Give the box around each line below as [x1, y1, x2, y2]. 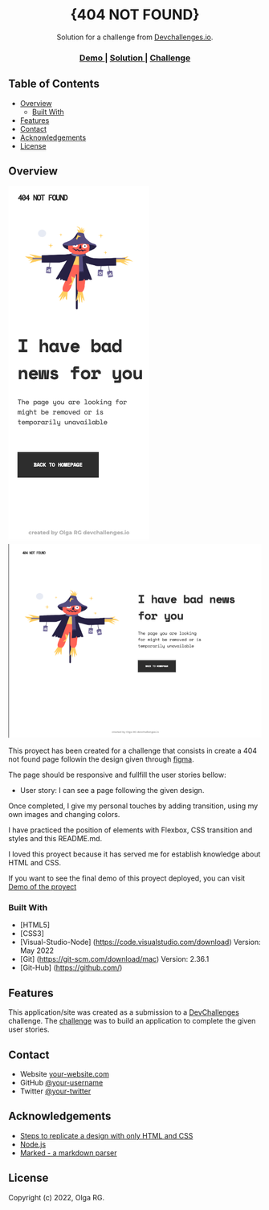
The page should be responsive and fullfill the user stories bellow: [8, 770, 226, 780]
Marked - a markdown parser [19, 1147, 118, 1158]
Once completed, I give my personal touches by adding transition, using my [8, 801, 259, 811]
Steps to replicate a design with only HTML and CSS [19, 1130, 194, 1140]
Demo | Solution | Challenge [79, 52, 191, 63]
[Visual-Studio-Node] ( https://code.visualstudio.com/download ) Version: [19, 938, 261, 947]
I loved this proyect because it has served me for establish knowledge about [8, 849, 261, 859]
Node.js [19, 1139, 47, 1149]
